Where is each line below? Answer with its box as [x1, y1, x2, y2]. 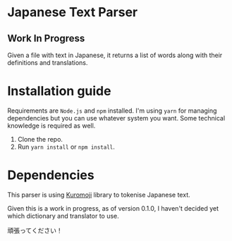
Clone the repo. [17, 135, 63, 143]
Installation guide [7, 83, 111, 99]
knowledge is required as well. [7, 121, 96, 130]
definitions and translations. [7, 58, 88, 67]
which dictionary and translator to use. [7, 211, 120, 220]
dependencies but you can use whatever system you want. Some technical [7, 113, 226, 122]
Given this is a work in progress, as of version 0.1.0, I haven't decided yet [7, 204, 219, 212]
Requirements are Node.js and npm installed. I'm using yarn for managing [7, 106, 217, 115]
